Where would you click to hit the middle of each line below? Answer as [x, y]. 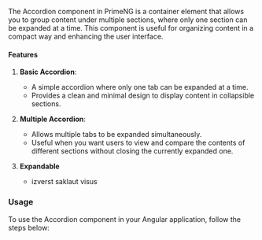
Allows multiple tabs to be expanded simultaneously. [116, 135]
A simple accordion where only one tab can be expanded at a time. [140, 87]
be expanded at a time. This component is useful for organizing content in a [131, 28]
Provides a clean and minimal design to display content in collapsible [143, 96]
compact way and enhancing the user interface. [86, 36]
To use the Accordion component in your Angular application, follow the [125, 219]
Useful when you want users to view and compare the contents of [138, 143]
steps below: [29, 227]
